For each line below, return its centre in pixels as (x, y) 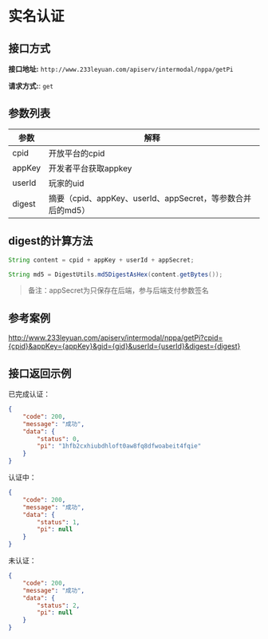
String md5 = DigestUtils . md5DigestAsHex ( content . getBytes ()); (116, 274)
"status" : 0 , (59, 439)
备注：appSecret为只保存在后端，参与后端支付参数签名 (118, 290)
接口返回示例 (40, 373)
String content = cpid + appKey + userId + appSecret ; (101, 260)
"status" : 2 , (59, 605)
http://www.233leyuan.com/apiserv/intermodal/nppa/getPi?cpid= (116, 338)
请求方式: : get (31, 86)
